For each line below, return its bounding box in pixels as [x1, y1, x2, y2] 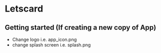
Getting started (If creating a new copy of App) [5, 23, 156, 32]
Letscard [5, 3, 43, 15]
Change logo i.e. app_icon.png [12, 36, 77, 42]
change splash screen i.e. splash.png [12, 42, 91, 48]
